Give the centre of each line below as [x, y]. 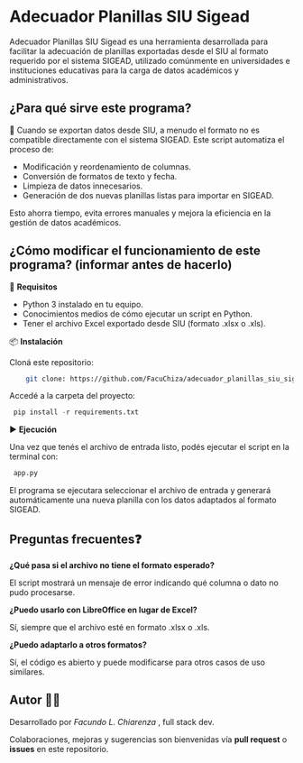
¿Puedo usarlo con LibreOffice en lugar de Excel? [104, 610]
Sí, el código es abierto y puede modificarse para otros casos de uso [138, 662]
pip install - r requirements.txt [76, 412]
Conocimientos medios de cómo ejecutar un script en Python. [137, 314]
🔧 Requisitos [33, 287]
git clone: [46, 379]
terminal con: [34, 456]
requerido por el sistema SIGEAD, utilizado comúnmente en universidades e [150, 60]
